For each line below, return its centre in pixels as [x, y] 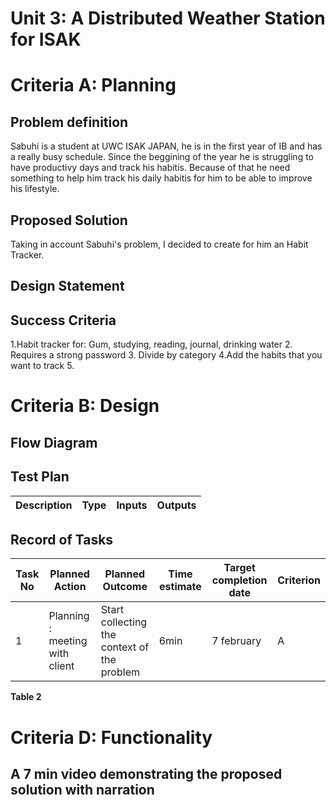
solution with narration [82, 789]
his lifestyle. [35, 189]
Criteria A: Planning [93, 85]
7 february [236, 641]
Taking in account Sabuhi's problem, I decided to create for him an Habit [159, 244]
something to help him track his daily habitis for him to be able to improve [161, 178]
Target [239, 568]
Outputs [176, 505]
